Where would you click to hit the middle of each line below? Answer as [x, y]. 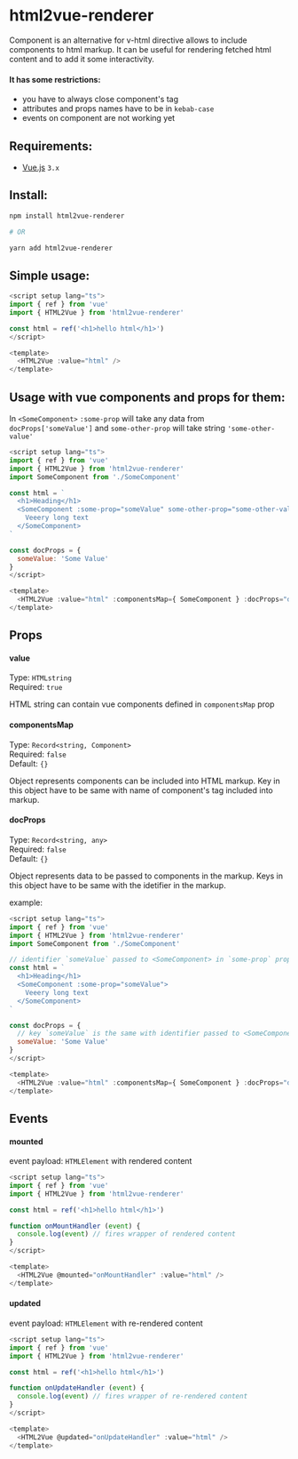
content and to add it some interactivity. [82, 59]
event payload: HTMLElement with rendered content [101, 1161]
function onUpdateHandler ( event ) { [77, 1388]
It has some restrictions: [55, 79]
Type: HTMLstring [41, 677]
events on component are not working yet [98, 118]
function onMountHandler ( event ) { [75, 1226]
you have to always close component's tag [100, 100]
